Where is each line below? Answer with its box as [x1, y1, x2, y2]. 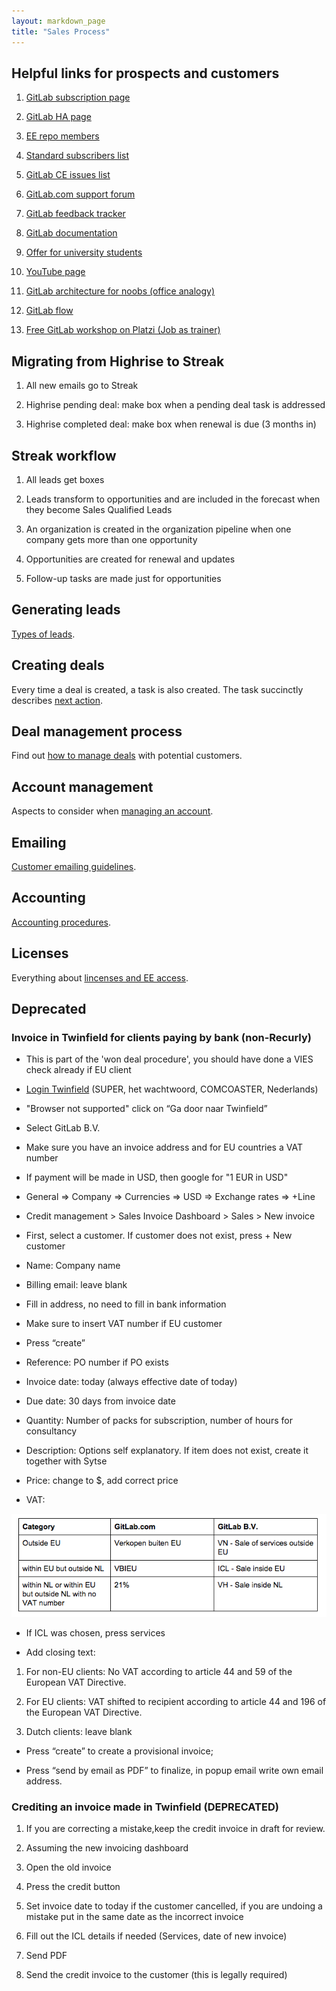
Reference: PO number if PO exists [25, 1356, 169, 1369]
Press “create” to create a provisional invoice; [25, 1745, 214, 1757]
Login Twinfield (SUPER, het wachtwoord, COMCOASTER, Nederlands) [25, 1083, 319, 1095]
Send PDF [25, 1950, 68, 1962]
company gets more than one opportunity [25, 533, 198, 545]
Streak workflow [11, 447, 117, 464]
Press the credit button [25, 1881, 121, 1893]
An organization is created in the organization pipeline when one [25, 523, 292, 535]
